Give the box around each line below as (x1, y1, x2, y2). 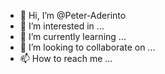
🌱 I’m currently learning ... (19, 31, 127, 42)
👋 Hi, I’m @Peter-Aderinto (19, 10, 127, 21)
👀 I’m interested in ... (19, 20, 105, 32)
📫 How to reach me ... (19, 53, 113, 64)
